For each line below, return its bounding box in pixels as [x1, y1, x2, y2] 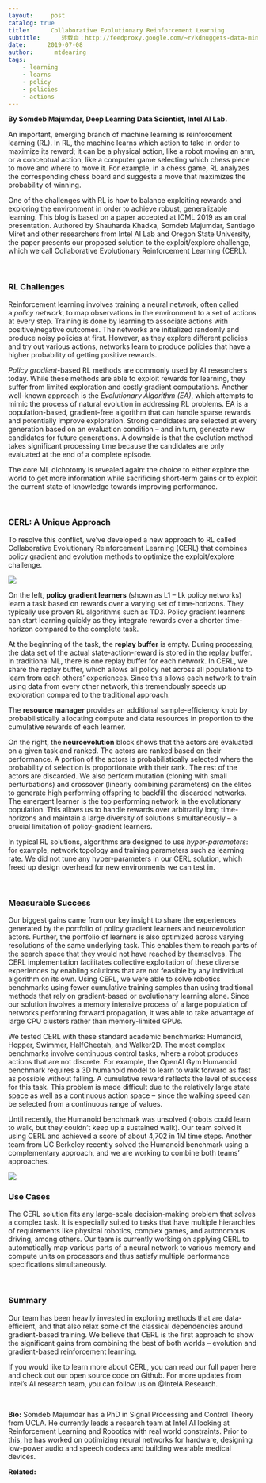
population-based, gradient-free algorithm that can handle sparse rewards [8, 407, 252, 417]
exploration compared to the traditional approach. [8, 690, 170, 699]
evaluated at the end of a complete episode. [8, 449, 152, 459]
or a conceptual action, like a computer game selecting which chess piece [8, 155, 251, 165]
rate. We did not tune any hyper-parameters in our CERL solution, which [8, 854, 243, 863]
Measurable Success [8, 897, 91, 908]
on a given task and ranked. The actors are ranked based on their [8, 746, 222, 755]
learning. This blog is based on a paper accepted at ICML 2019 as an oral [8, 212, 247, 222]
